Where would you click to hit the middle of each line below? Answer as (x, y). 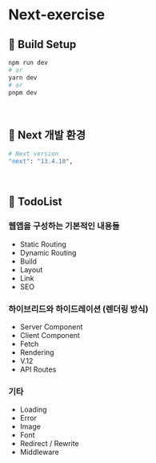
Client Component (50, 335)
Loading (33, 409)
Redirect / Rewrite (49, 444)
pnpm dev (23, 93)
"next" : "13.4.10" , (41, 162)
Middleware (39, 452)
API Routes (38, 369)
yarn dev (23, 78)
